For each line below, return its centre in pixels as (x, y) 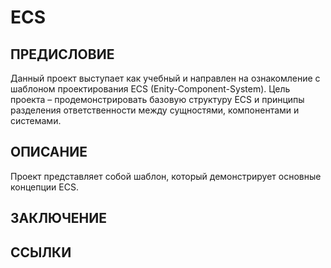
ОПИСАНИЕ (49, 152)
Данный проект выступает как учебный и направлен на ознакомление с (165, 78)
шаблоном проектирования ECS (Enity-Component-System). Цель (150, 89)
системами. (36, 120)
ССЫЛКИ (41, 252)
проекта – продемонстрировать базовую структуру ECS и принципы (157, 99)
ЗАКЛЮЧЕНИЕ (59, 218)
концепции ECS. (44, 187)
